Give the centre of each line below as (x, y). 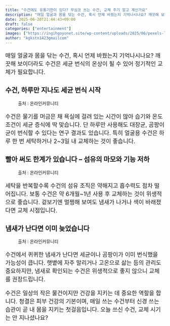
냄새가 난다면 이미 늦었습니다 (48, 228)
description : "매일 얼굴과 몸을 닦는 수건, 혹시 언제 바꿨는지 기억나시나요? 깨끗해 (82, 15)
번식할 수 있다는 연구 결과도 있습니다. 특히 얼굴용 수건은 (88, 133)
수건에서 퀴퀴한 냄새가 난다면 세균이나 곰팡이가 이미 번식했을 (82, 255)
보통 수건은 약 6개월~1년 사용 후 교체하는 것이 (87, 194)
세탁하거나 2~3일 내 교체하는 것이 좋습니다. (80, 141)
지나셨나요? (34, 318)
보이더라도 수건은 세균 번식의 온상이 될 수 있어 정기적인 (87, 64)
